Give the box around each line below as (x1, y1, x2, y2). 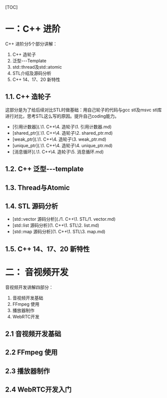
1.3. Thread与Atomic (5, 183, 70, 192)
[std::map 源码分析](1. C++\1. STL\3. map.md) (12, 229, 106, 235)
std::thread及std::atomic (12, 64, 62, 70)
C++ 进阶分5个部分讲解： (5, 41, 57, 47)
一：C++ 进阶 (5, 24, 61, 35)
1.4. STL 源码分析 (5, 202, 58, 210)
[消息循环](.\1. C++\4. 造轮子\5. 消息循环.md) (12, 149, 104, 155)
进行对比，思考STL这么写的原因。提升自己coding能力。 (5, 113, 120, 119)
